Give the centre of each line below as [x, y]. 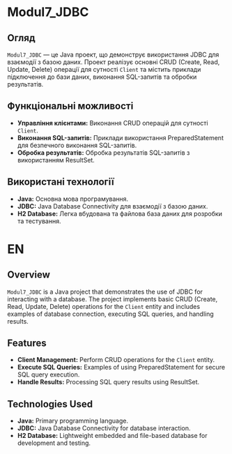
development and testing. [54, 443]
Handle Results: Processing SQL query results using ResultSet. [108, 382]
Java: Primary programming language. [73, 421]
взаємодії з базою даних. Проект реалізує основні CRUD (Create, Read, [114, 62]
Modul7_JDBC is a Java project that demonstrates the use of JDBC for [105, 292]
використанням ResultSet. [56, 160]
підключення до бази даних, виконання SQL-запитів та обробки [102, 77]
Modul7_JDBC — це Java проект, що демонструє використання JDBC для [113, 54]
